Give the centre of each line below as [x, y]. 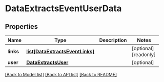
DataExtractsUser [47, 62]
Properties [21, 27]
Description [113, 40]
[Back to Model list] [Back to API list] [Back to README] [61, 74]
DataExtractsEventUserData [63, 9]
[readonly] [144, 54]
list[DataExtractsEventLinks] [60, 51]
